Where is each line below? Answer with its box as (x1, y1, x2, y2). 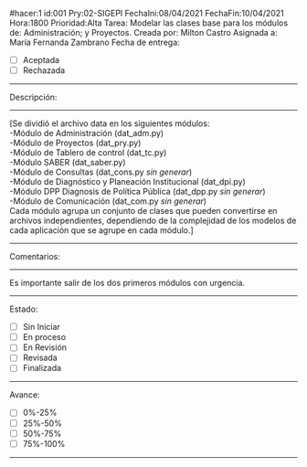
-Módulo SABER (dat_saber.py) (9, 157, 126, 168)
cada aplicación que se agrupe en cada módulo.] (9, 225, 194, 236)
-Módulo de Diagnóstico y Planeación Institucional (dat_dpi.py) (9, 176, 247, 187)
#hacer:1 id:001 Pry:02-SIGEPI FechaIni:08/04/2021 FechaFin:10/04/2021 (9, 8, 285, 18)
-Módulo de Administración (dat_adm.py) (9, 128, 164, 139)
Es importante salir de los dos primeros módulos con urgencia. (9, 278, 245, 289)
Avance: (9, 389, 40, 400)
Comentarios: (9, 251, 61, 262)
